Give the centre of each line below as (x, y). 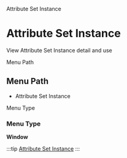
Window (17, 137)
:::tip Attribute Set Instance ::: (43, 149)
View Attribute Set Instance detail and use (59, 50)
